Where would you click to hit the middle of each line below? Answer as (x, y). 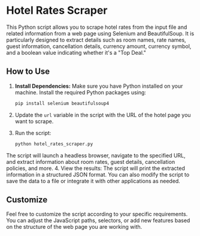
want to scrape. (34, 121)
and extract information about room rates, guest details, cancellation (91, 162)
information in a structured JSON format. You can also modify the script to (98, 174)
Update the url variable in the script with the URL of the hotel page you (103, 115)
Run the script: (33, 133)
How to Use (28, 72)
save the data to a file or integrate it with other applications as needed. (93, 181)
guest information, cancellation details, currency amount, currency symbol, (99, 46)
